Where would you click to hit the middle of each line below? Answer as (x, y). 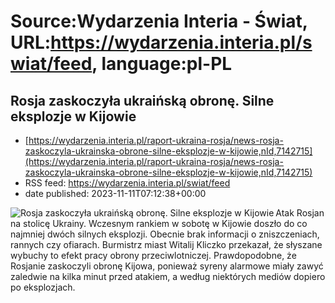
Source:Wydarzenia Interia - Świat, (159, 21)
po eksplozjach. (43, 287)
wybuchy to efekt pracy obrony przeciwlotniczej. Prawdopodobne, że (153, 255)
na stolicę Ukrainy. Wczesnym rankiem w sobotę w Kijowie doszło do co (159, 223)
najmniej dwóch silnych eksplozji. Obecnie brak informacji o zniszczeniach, (165, 234)
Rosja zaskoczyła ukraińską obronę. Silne (142, 100)
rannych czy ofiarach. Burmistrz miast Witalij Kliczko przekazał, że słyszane (166, 244)
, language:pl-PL (162, 64)
